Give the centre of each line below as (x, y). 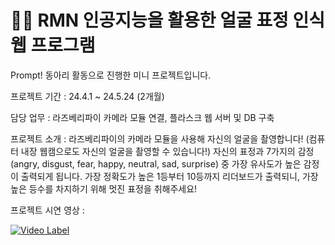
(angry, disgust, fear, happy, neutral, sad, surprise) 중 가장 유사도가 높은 (156, 163)
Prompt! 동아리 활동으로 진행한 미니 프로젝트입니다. (111, 75)
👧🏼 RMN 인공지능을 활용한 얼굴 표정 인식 (167, 20)
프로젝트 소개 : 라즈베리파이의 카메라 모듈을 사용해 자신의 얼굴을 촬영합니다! (157, 138)
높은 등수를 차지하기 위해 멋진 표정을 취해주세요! (104, 188)
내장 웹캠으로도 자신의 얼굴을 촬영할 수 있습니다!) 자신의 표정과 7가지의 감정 (167, 151)
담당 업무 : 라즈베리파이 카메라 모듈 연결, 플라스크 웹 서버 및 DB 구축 (142, 117)
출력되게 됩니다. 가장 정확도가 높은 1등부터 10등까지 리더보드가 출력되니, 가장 (169, 176)
